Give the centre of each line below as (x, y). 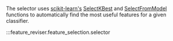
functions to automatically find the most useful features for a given (86, 15)
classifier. (18, 21)
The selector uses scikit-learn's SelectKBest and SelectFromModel (86, 8)
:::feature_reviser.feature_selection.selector (58, 32)
